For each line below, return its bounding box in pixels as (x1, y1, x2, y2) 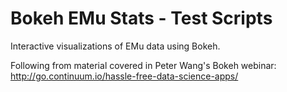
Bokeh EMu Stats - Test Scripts (10, 7, 273, 30)
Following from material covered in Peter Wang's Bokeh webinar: (10, 59, 277, 71)
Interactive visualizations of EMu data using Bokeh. (10, 40, 221, 52)
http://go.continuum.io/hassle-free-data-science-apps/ (10, 70, 239, 82)
